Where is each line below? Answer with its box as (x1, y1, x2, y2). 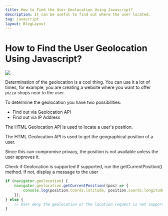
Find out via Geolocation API (12, 109, 71, 115)
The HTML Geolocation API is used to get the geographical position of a (5, 134, 153, 140)
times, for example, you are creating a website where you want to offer (5, 84, 151, 90)
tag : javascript (5, 16, 39, 21)
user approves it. (5, 154, 40, 160)
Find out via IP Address (12, 114, 60, 120)
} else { (5, 197, 23, 202)
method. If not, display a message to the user (5, 169, 98, 175)
